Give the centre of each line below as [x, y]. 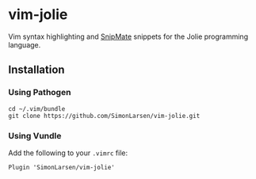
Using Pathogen [40, 93]
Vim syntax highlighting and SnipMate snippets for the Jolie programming [128, 36]
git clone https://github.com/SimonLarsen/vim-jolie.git [104, 116]
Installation [36, 70]
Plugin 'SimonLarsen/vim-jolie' [61, 167]
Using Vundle [35, 135]
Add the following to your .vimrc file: [68, 153]
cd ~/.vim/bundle [37, 109]
